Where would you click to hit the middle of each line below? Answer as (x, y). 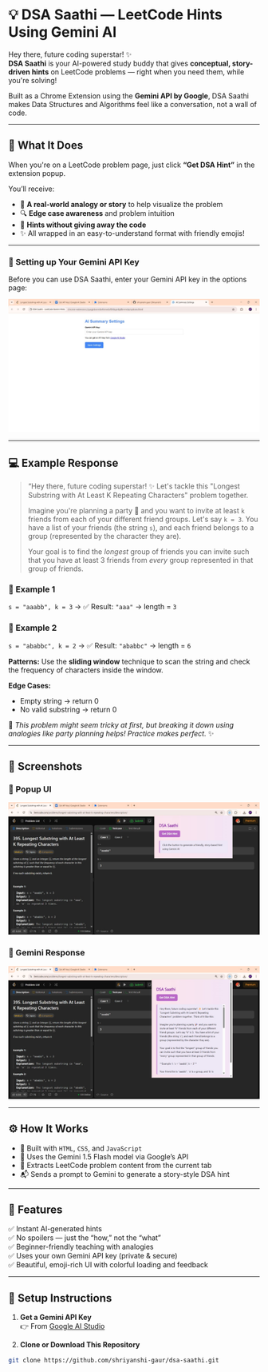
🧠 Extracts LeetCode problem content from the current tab (116, 1165)
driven (19, 72)
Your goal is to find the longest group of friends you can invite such (138, 552)
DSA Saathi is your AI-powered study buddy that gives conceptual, (120, 63)
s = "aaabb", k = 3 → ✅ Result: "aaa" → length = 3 (93, 607)
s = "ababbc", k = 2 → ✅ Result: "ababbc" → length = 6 (100, 645)
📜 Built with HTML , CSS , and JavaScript (81, 1148)
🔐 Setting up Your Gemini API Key (74, 261)
